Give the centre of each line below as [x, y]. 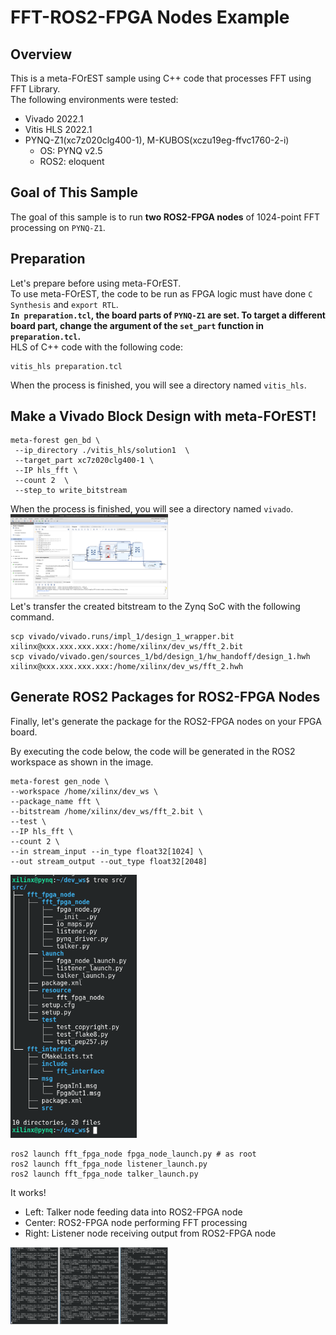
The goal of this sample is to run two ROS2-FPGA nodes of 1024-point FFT [165, 217]
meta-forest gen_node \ [60, 781]
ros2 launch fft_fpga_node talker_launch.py [104, 1174]
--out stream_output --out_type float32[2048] [109, 861]
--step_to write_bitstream [71, 491]
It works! [28, 1193]
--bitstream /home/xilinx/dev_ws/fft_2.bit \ [106, 811]
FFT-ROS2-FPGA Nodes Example [150, 17]
